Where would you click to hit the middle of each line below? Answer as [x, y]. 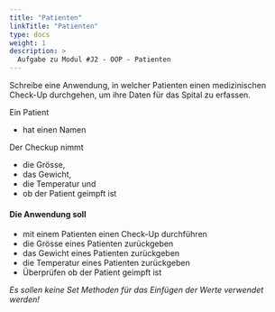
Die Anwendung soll [48, 214]
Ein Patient [29, 112]
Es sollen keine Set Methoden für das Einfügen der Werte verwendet [137, 290]
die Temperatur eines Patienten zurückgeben [106, 263]
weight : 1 [28, 43]
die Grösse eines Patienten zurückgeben [98, 243]
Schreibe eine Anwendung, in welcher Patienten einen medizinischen [138, 85]
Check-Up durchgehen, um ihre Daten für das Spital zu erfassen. [130, 95]
